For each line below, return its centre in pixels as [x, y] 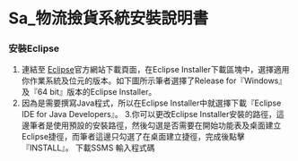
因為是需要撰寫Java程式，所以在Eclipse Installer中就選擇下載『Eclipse [151, 103]
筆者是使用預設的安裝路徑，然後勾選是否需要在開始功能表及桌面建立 [155, 125]
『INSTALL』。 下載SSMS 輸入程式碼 [88, 148]
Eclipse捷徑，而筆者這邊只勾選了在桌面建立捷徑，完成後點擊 [133, 137]
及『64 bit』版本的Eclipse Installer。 [89, 92]
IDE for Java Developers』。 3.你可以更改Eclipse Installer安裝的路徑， [149, 114]
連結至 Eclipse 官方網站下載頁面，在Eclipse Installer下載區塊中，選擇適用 [155, 70]
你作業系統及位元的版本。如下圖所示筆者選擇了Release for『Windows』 [154, 80]
